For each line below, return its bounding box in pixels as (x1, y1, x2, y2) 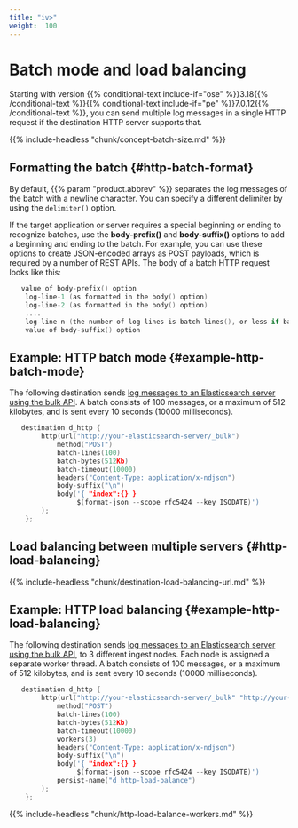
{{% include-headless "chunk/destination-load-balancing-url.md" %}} (9, 577, 266, 587)
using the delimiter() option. (9, 203, 117, 213)
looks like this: (9, 267, 62, 278)
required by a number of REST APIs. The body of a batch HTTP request (9, 258, 271, 268)
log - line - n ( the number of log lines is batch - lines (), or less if (25, 317, 279, 326)
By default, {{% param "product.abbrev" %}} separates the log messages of (9, 184, 288, 195)
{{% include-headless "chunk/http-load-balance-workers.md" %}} (9, 808, 254, 819)
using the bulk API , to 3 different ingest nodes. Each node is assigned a (9, 649, 270, 660)
